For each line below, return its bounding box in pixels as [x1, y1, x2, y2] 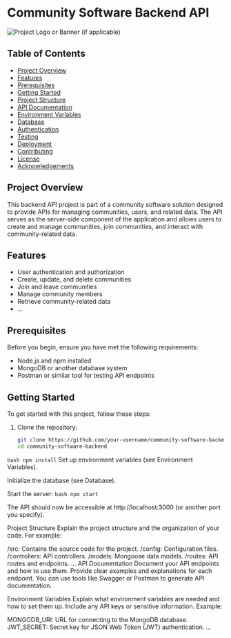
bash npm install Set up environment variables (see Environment [7, 455, 193, 464]
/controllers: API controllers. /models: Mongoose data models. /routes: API [7, 552, 219, 560]
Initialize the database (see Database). [7, 476, 116, 484]
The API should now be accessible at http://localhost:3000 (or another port [7, 503, 221, 511]
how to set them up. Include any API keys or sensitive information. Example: [7, 602, 223, 610]
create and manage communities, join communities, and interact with [7, 222, 203, 230]
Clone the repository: [17, 423, 78, 431]
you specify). [7, 510, 45, 518]
